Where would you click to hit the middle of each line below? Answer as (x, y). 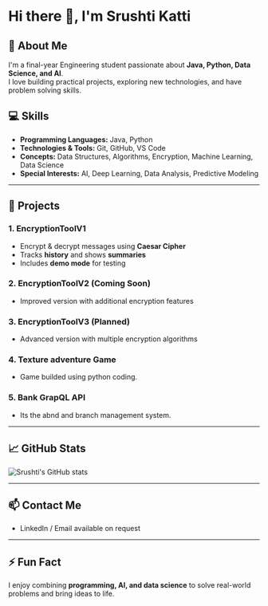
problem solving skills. (45, 90)
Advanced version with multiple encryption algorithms (108, 339)
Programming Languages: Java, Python (86, 140)
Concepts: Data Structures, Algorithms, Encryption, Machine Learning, (136, 156)
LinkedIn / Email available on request (80, 529)
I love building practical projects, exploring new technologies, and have (125, 82)
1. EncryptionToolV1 (47, 229)
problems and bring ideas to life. (61, 594)
